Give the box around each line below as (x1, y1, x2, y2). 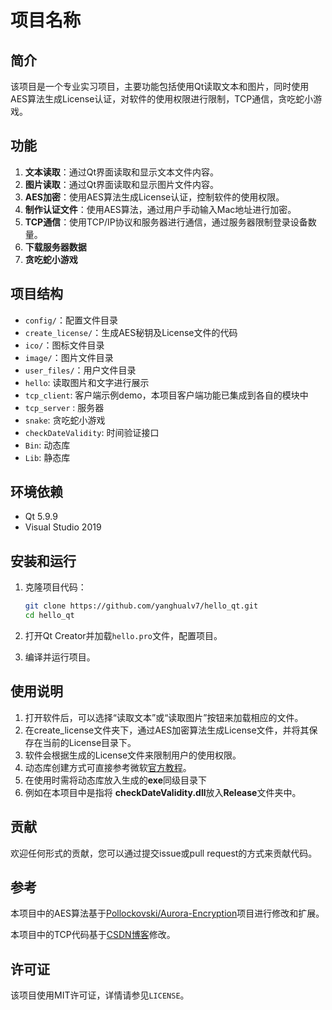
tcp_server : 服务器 (24, 401, 105, 413)
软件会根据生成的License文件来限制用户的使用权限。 (24, 749, 242, 761)
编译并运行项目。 (24, 651, 96, 663)
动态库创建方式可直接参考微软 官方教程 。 (24, 761, 192, 773)
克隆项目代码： (24, 581, 87, 593)
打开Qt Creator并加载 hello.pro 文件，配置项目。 (24, 630, 223, 641)
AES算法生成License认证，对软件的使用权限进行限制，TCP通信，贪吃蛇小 (10, 93, 314, 105)
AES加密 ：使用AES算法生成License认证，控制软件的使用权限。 (24, 191, 285, 203)
